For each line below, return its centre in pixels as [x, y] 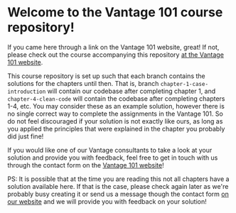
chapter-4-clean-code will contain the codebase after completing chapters [116, 98]
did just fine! [26, 136]
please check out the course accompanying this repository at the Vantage [116, 55]
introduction [27, 92]
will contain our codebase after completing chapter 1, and [132, 91]
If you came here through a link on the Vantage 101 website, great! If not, [113, 47]
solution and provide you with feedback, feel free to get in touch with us [113, 158]
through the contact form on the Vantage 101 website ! [86, 165]
